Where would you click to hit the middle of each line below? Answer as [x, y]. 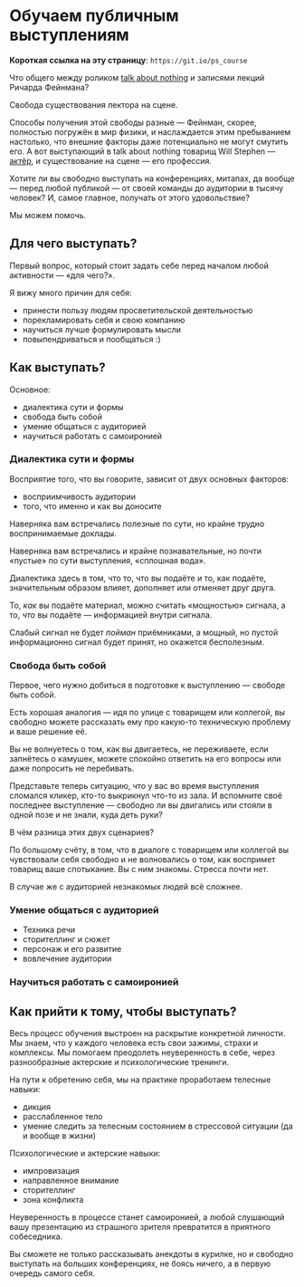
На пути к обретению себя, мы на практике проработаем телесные [140, 1080]
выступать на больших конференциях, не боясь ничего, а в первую [140, 1263]
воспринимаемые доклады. [63, 533]
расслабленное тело [62, 1117]
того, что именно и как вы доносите [92, 506]
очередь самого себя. [52, 1273]
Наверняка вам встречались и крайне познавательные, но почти [136, 551]
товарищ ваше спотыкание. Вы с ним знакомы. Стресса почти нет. [139, 869]
